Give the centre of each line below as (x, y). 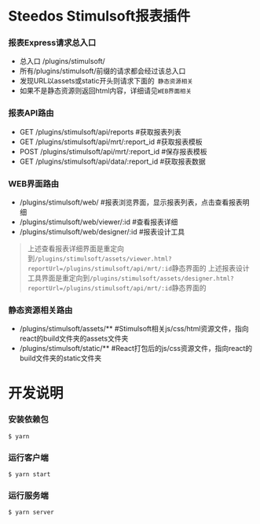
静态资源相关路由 (40, 310)
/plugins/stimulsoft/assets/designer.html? (161, 279)
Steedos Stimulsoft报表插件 (99, 16)
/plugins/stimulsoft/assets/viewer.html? (103, 259)
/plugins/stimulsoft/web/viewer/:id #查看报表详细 (99, 222)
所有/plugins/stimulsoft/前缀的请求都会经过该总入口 (103, 71)
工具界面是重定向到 (59, 278)
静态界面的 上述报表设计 (211, 268)
